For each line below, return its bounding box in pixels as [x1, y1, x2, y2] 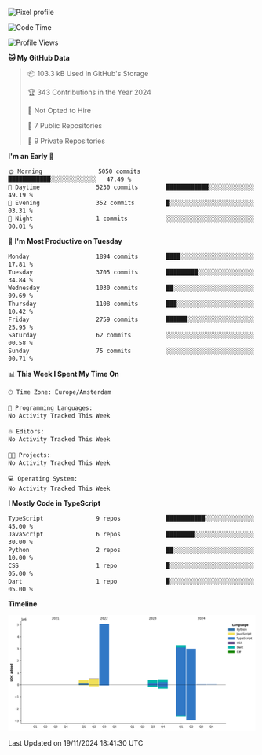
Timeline [8, 599, 38, 609]
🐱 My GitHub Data [8, 53, 71, 62]
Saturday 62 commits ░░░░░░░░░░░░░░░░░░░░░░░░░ [8, 331, 255, 339]
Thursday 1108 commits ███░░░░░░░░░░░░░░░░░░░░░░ [8, 300, 255, 308]
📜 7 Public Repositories [27, 121, 103, 130]
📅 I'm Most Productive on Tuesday [8, 237, 123, 245]
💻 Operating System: [8, 475, 78, 483]
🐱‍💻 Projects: [8, 451, 51, 459]
